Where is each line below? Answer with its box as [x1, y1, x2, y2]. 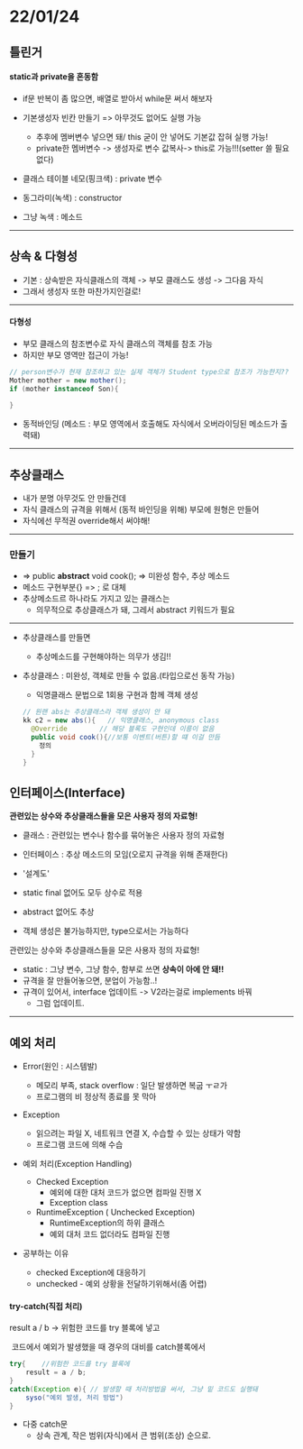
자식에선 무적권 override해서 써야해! [22, 515, 151, 526]
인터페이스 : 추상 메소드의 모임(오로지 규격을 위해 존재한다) [22, 849, 228, 860]
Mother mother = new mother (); [9, 376, 127, 385]
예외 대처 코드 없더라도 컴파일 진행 [49, 1229, 170, 1240]
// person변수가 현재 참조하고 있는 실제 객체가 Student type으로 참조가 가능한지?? [9, 367, 289, 376]
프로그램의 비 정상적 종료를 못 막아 [35, 1091, 157, 1102]
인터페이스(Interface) [9, 784, 126, 800]
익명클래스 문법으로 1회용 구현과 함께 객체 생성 [35, 690, 198, 701]
